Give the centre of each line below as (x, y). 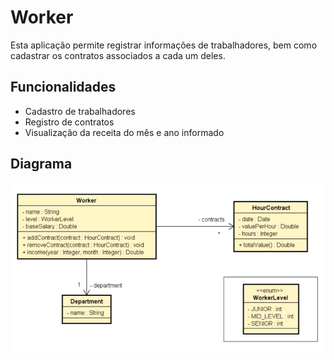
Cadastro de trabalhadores (80, 111)
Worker (42, 17)
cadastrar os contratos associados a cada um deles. (118, 55)
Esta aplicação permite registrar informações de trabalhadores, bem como (164, 45)
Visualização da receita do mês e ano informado (124, 132)
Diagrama (41, 164)
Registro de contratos (69, 122)
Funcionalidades (63, 87)
